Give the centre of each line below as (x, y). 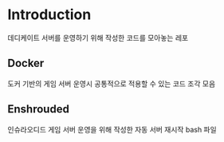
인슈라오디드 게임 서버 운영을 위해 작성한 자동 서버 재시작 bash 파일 (112, 129)
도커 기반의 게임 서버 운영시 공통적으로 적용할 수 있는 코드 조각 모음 (112, 83)
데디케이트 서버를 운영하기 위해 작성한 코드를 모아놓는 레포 (98, 37)
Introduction (49, 15)
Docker (26, 63)
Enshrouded (38, 109)
